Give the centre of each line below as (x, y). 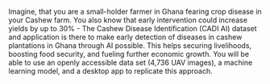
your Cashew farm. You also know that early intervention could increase (128, 20)
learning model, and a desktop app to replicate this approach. (110, 71)
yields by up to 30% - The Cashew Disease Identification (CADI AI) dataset (133, 28)
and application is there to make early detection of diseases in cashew (125, 37)
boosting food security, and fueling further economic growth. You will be (129, 54)
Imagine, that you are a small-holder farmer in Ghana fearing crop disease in (135, 12)
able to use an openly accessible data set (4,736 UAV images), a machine (131, 62)
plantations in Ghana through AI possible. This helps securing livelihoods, (130, 46)
